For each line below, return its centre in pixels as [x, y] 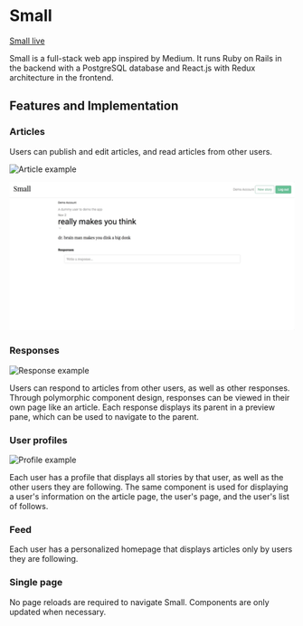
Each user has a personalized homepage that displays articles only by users [151, 549]
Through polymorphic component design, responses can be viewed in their [150, 397]
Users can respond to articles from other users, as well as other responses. [150, 388]
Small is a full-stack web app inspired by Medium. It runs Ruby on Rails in [146, 58]
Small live [27, 41]
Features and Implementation [94, 106]
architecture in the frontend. [62, 77]
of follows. [29, 507]
